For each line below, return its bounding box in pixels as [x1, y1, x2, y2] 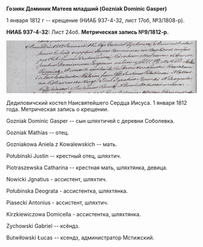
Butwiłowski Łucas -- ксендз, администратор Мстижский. [6, 234, 155, 242]
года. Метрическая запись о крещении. [6, 105, 109, 113]
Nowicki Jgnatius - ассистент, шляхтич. [6, 176, 108, 183]
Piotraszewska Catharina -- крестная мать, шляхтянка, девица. [6, 164, 168, 171]
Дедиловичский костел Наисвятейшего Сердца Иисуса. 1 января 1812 [6, 99, 187, 107]
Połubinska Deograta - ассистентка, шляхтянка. [6, 187, 128, 195]
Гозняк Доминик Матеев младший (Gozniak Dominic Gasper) [6, 5, 167, 12]
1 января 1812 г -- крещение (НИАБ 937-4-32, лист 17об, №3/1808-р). [6, 17, 185, 23]
